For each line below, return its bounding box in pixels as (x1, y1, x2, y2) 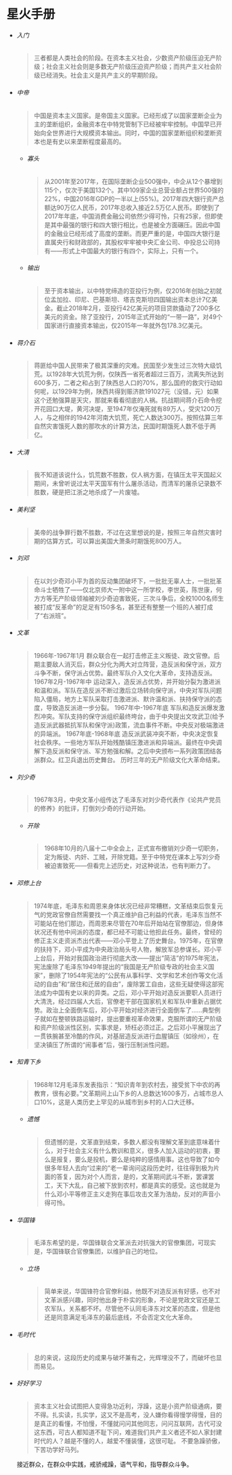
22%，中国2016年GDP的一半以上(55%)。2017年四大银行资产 (44, 194, 219, 203)
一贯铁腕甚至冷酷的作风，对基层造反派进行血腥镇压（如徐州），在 (33, 1031, 220, 1040)
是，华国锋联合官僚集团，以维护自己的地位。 (33, 1247, 162, 1256)
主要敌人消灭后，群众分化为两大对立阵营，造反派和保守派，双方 (39, 660, 222, 668)
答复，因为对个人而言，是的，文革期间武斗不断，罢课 (56, 1172, 208, 1181)
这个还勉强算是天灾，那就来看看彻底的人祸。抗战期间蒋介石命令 (33, 396, 216, 405)
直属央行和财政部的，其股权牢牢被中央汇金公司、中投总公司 (44, 237, 215, 246)
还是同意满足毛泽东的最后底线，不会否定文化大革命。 (44, 1313, 197, 1322)
